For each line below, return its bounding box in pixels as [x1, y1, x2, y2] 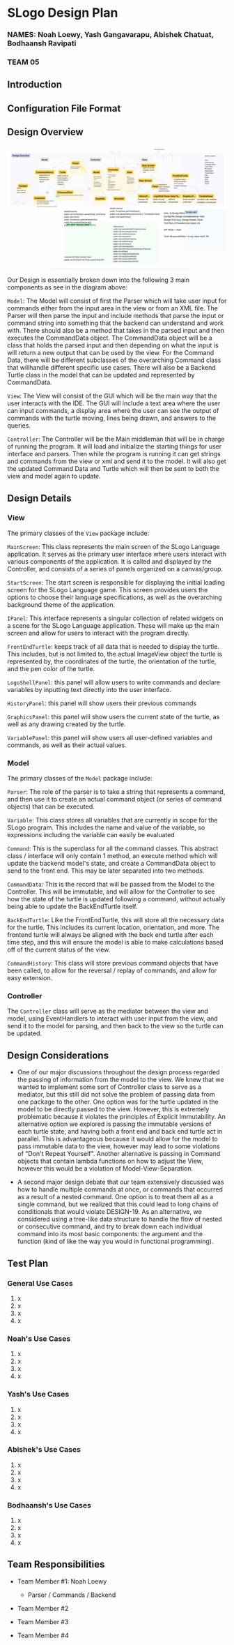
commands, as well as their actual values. [7, 741, 127, 749]
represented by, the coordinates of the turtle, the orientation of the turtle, [7, 657, 217, 666]
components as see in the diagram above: [7, 283, 127, 292]
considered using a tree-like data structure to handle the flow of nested [17, 1215, 223, 1224]
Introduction [7, 79, 63, 91]
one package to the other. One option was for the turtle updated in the [17, 1097, 219, 1106]
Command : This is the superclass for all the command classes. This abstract [7, 844, 219, 852]
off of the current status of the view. [7, 945, 111, 954]
